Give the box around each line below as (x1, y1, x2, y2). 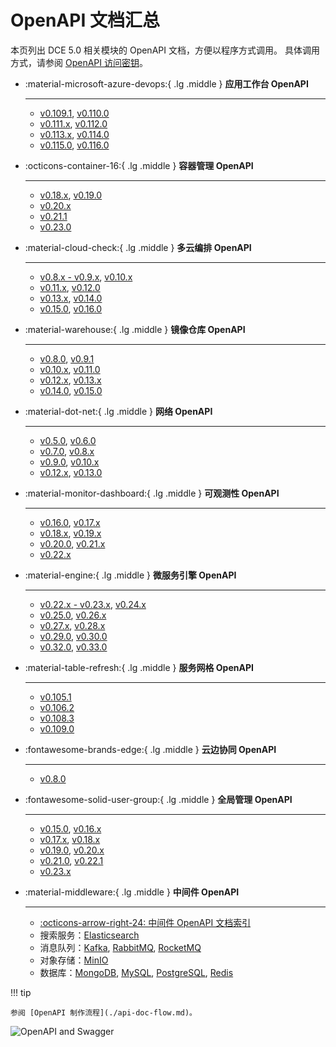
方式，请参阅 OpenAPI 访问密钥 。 (10, 56, 148, 68)
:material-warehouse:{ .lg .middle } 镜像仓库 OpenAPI (24, 323, 246, 335)
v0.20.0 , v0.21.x (39, 537, 106, 550)
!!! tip (10, 986, 32, 998)
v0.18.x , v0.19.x (39, 527, 102, 539)
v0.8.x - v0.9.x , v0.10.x (39, 271, 133, 283)
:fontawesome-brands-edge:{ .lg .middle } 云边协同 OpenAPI (24, 743, 277, 755)
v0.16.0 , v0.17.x (39, 516, 101, 528)
